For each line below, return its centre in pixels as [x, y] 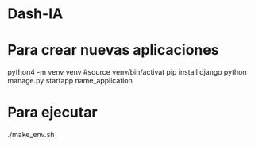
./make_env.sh [31, 135]
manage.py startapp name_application [70, 81]
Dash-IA [35, 14]
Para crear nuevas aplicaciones [113, 50]
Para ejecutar [52, 113]
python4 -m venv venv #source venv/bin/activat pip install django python [127, 72]
